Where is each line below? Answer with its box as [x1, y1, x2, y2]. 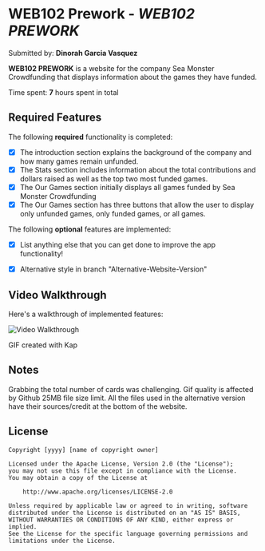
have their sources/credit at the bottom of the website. [8, 401, 188, 411]
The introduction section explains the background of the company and [19, 147, 251, 157]
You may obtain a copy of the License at [8, 474, 148, 482]
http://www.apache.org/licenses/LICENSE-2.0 [22, 488, 173, 496]
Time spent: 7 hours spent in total [8, 87, 119, 97]
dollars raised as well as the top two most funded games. [19, 173, 208, 184]
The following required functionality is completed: [8, 132, 173, 141]
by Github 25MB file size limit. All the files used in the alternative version [8, 393, 246, 402]
